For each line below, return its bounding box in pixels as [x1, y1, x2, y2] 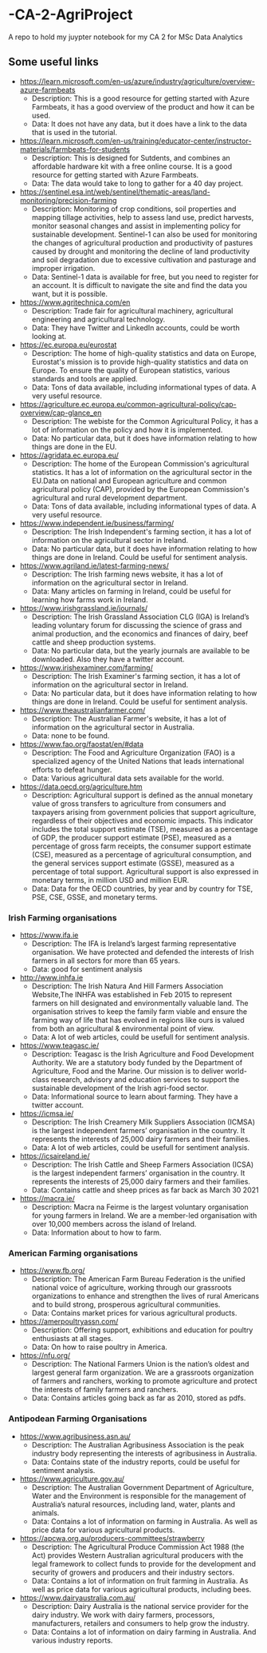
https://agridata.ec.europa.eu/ [19, 450, 120, 460]
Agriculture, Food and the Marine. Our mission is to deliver [31, 1066, 224, 1076]
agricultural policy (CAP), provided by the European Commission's [31, 484, 249, 493]
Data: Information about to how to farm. [31, 1228, 162, 1237]
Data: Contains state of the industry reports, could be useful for [31, 1457, 241, 1467]
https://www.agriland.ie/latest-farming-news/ [19, 561, 169, 570]
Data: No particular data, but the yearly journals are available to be [31, 645, 250, 655]
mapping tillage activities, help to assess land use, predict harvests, [31, 212, 254, 222]
